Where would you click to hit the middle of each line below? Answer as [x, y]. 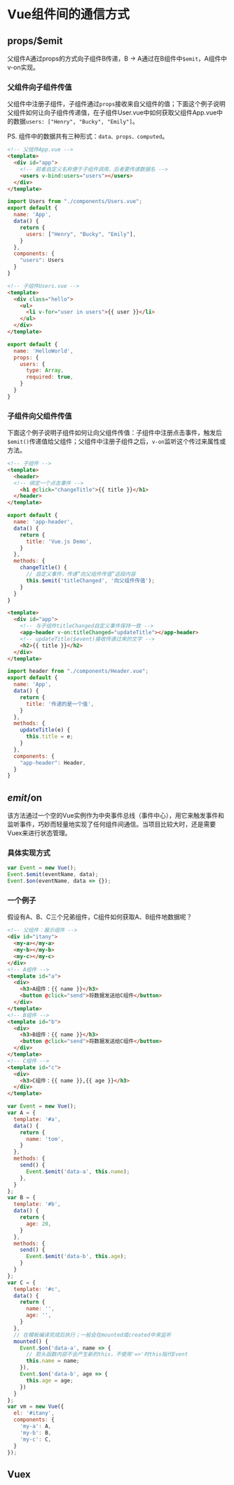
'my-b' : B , [36, 1433]
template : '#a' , [37, 1119]
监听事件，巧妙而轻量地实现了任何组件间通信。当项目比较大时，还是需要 [111, 824]
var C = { [22, 1283]
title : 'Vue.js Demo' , [59, 542]
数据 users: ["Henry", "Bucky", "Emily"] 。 [76, 122]
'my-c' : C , [36, 1439]
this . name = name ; [53, 1361]
